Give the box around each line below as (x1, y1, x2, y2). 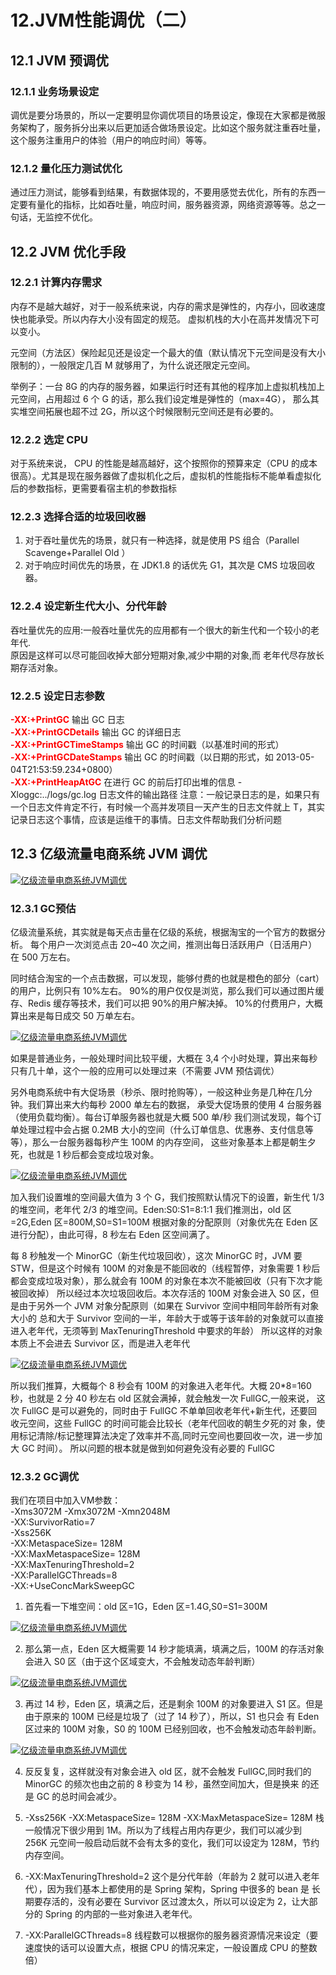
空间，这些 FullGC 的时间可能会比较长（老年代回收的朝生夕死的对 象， (27, 1417, 317, 1430)
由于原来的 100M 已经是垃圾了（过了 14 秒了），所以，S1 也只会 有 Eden (24, 1711, 320, 1723)
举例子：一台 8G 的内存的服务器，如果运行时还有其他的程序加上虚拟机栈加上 (10, 380, 325, 392)
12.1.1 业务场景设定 (10, 84, 100, 98)
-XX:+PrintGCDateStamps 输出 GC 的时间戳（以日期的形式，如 (10, 751, 274, 763)
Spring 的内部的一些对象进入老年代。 (44, 1908, 198, 1920)
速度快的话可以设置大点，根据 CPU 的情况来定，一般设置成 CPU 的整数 (24, 1942, 318, 1954)
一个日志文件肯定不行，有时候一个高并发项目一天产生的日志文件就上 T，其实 (10, 801, 325, 813)
